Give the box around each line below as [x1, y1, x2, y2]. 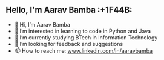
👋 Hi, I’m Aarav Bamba [14, 21, 71, 28]
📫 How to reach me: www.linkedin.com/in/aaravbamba [14, 47, 153, 54]
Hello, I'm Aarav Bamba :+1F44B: [5, 5, 133, 15]
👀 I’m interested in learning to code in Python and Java [14, 27, 151, 35]
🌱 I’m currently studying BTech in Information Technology [14, 33, 158, 41]
